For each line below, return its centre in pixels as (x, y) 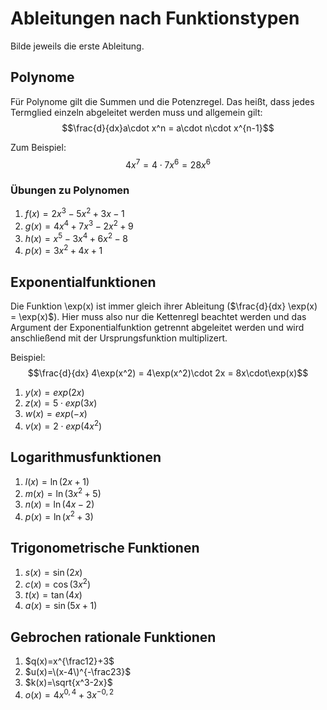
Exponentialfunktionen (83, 282)
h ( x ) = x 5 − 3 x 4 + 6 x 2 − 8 (76, 237)
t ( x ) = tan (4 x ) (53, 595)
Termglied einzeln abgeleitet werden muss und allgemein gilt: (136, 112)
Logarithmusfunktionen (86, 457)
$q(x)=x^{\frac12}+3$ (69, 661)
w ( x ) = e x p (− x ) (56, 414)
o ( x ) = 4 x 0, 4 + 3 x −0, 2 (69, 694)
